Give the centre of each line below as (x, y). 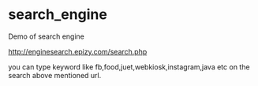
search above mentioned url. (55, 75)
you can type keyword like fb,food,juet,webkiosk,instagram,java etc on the (129, 67)
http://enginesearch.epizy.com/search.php (78, 51)
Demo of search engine (47, 36)
